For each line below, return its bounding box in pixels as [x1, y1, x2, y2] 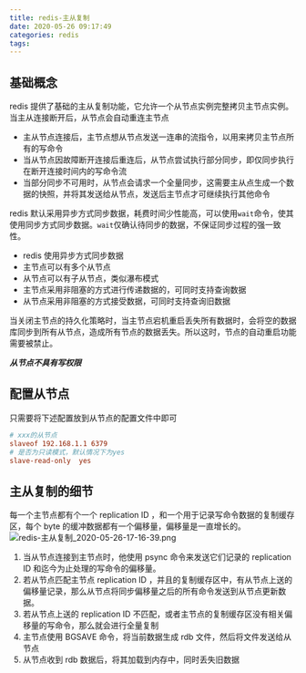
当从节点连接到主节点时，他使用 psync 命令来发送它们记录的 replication [22, 552, 291, 563]
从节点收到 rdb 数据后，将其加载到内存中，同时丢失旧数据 [22, 654, 240, 666]
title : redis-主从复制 [9, 13, 90, 23]
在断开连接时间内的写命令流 [22, 166, 127, 177]
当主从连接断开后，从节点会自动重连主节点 [9, 112, 169, 123]
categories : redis [9, 30, 79, 39]
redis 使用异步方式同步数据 [22, 250, 125, 261]
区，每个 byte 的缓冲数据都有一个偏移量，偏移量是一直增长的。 [9, 521, 246, 532]
